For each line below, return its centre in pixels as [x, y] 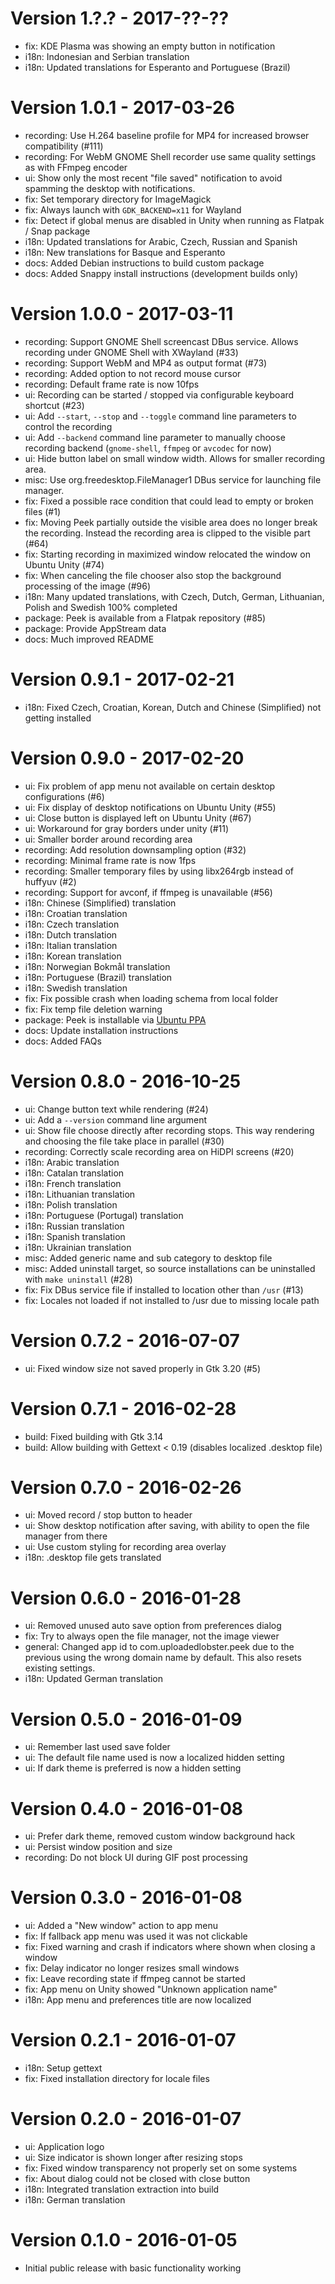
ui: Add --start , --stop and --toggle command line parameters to [160, 416]
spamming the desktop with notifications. [110, 188]
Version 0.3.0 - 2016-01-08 [126, 1898]
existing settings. [60, 1668]
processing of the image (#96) [88, 586]
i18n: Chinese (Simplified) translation [100, 903]
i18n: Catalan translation [74, 1173]
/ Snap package [57, 231]
